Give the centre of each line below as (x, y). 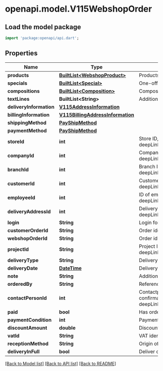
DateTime (70, 268)
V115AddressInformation (89, 107)
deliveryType (23, 260)
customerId (21, 184)
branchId (18, 169)
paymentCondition (30, 320)
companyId (21, 155)
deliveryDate (23, 268)
